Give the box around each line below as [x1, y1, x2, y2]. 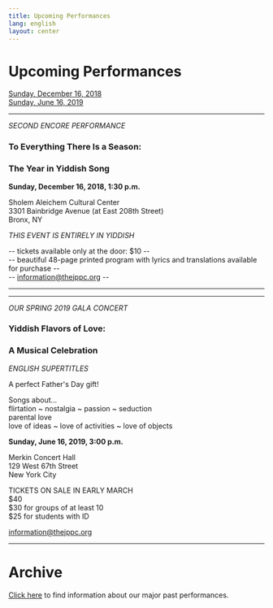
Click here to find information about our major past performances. [8, 590, 229, 600]
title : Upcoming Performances [8, 11, 111, 20]
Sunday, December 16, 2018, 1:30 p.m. [8, 181, 141, 191]
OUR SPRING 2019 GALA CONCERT [8, 302, 128, 313]
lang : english [8, 20, 57, 28]
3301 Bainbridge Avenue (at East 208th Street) [8, 206, 164, 215]
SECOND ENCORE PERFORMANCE [8, 121, 126, 131]
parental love [8, 412, 53, 422]
